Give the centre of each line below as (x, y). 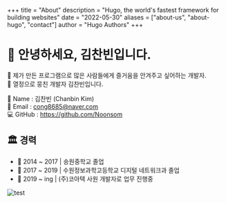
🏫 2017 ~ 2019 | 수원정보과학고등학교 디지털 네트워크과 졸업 (98, 170)
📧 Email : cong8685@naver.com (53, 106)
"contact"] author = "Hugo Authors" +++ (85, 25)
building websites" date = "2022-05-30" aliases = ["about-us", (97, 17)
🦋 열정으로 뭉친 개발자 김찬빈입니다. (55, 84)
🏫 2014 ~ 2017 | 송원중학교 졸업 (60, 161)
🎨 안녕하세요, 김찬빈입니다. (79, 55)
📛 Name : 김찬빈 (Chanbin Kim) (51, 98)
